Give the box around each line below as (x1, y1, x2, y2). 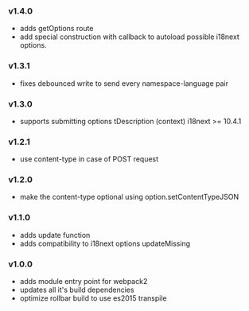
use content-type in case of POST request (19, 154, 159, 164)
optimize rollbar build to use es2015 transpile (19, 294, 167, 303)
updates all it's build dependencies (19, 285, 134, 295)
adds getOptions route (19, 24, 94, 33)
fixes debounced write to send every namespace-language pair (19, 78, 229, 88)
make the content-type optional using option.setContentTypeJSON (19, 192, 239, 202)
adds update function (19, 230, 91, 239)
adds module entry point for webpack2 (19, 277, 148, 286)
